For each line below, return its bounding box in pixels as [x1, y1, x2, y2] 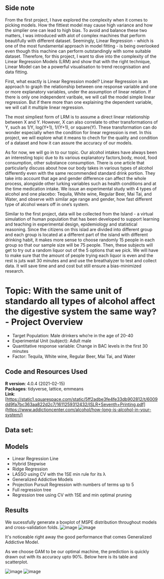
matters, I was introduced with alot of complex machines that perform [5, 32, 146, 38]
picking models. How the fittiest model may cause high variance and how [5, 22, 153, 28]
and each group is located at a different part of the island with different [5, 232, 148, 237]
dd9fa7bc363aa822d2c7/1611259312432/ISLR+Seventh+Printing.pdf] [5, 401, 146, 407]
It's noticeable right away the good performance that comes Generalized [5, 533, 152, 540]
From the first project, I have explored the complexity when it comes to [5, 17, 148, 23]
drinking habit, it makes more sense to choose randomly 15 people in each [5, 237, 155, 243]
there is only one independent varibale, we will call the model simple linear [5, 94, 155, 100]
